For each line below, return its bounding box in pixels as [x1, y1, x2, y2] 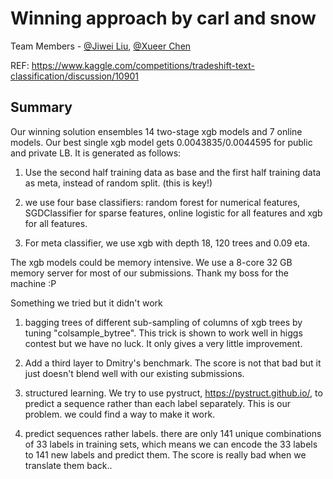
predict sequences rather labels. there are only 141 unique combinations [24, 427, 322, 439]
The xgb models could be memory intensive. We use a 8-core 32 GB [10, 256, 293, 268]
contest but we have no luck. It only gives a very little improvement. [24, 337, 303, 349]
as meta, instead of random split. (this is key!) [24, 177, 213, 189]
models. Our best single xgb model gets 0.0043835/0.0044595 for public [10, 136, 313, 148]
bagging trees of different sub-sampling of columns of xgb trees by [24, 316, 303, 328]
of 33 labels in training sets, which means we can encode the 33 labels [24, 438, 318, 450]
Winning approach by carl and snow [10, 7, 317, 30]
